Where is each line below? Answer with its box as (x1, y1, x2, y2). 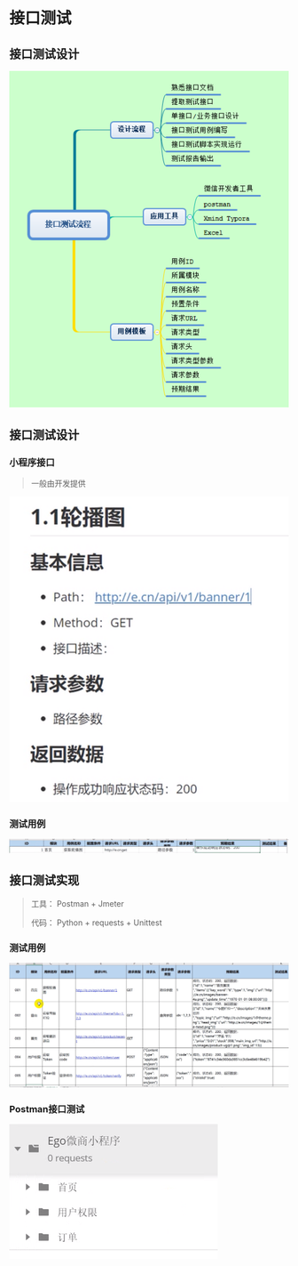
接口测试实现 (9, 873, 80, 888)
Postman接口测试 (9, 1102, 85, 1115)
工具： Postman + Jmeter (30, 898, 124, 908)
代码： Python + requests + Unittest (30, 917, 162, 928)
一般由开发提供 (30, 478, 86, 488)
